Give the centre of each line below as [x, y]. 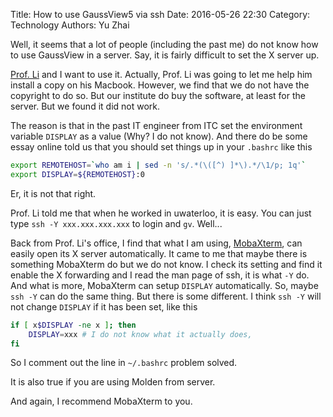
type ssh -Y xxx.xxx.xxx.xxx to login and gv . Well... [116, 223]
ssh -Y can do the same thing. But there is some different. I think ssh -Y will [166, 296]
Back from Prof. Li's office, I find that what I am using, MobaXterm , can [156, 243]
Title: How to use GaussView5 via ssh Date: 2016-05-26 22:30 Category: [160, 14]
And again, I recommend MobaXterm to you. [101, 401]
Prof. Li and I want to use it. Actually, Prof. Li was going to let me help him [161, 74]
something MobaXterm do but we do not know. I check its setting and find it [166, 264]
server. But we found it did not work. [85, 106]
